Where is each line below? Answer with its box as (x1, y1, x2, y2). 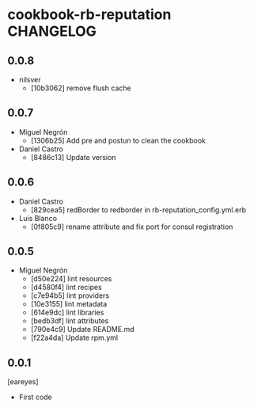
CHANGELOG (7, 22, 97, 40)
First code (18, 392, 52, 402)
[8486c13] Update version (30, 152, 116, 162)
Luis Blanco (18, 213, 57, 223)
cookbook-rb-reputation (7, 6, 172, 24)
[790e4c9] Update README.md (30, 325, 135, 334)
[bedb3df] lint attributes (30, 316, 109, 326)
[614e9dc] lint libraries (30, 307, 104, 318)
